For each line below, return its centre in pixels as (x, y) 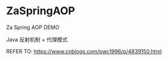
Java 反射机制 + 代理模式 (37, 39)
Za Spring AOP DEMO (33, 27)
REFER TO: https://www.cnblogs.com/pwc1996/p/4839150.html (84, 51)
